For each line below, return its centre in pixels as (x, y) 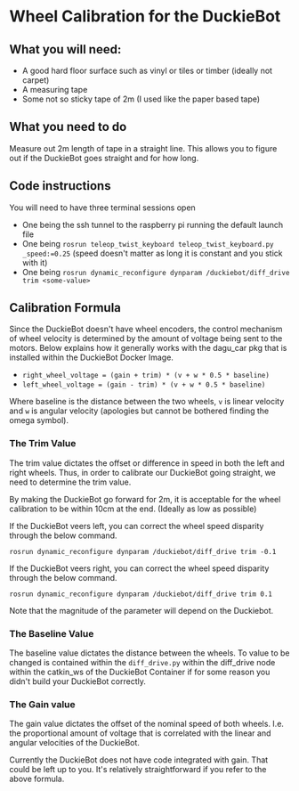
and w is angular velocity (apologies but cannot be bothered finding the (139, 411)
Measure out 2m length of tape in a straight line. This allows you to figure (143, 148)
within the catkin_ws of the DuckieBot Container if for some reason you (140, 672)
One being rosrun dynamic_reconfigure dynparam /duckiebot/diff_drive (156, 272)
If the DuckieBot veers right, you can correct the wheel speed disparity (139, 568)
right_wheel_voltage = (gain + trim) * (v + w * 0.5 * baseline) (145, 376)
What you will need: (65, 49)
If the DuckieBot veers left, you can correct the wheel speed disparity (137, 526)
